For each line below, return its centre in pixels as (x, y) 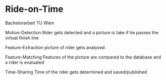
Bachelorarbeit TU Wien (30, 23)
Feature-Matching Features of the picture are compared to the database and (83, 57)
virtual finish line (22, 38)
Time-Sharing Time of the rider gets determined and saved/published (76, 72)
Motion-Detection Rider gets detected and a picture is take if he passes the (82, 32)
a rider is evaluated (25, 62)
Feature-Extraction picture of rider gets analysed (55, 47)
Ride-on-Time (34, 9)
